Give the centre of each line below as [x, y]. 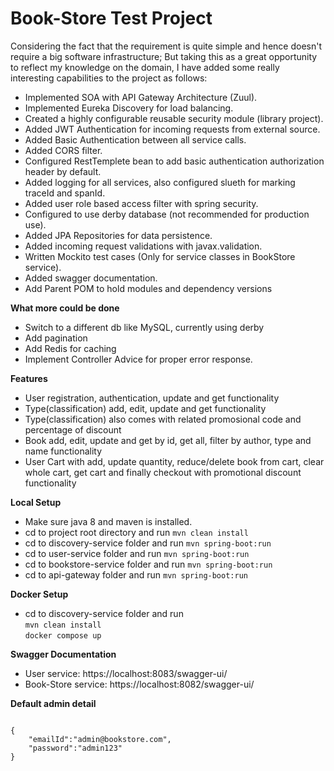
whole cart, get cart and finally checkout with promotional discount [163, 472]
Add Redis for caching [70, 348]
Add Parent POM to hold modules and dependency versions [148, 288]
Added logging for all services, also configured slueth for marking [160, 182]
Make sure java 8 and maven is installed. [108, 521]
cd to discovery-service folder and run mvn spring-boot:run [148, 543]
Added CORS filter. [63, 150]
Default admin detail [53, 703]
